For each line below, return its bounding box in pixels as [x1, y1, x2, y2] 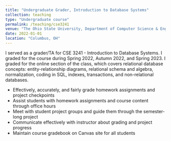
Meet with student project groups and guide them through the [12, 108, 142, 115]
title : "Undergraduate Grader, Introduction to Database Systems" [5, 7, 149, 13]
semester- [143, 108, 165, 115]
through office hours [12, 103, 56, 109]
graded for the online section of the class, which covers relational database [5, 61, 163, 67]
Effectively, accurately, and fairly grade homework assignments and [12, 87, 155, 93]
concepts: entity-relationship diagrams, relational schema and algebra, [5, 66, 154, 72]
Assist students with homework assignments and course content [12, 97, 149, 103]
